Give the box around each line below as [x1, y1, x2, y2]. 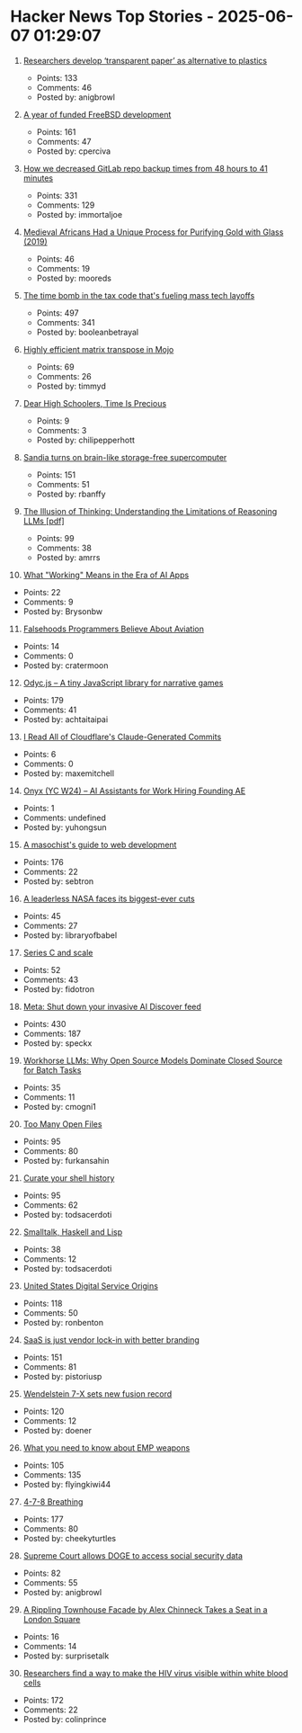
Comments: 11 [22, 1091, 75, 1103]
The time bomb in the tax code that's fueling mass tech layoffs [22, 290, 255, 300]
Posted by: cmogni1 [22, 1101, 97, 1112]
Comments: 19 [36, 263, 91, 273]
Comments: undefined [22, 812, 107, 823]
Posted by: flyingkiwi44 [22, 1478, 111, 1489]
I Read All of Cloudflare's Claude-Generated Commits [22, 731, 222, 742]
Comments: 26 [36, 371, 93, 381]
